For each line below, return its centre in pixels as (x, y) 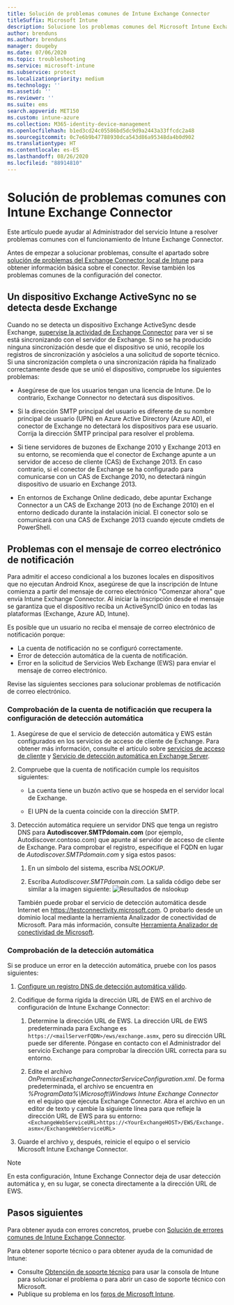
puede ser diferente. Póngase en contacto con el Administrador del (124, 1043)
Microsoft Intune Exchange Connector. (72, 1149)
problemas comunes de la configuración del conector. (85, 275)
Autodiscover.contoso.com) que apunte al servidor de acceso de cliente (121, 839)
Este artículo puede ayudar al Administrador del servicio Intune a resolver (112, 232)
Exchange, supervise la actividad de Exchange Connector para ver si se (110, 332)
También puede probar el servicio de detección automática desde (112, 902)
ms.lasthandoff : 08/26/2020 (48, 157)
